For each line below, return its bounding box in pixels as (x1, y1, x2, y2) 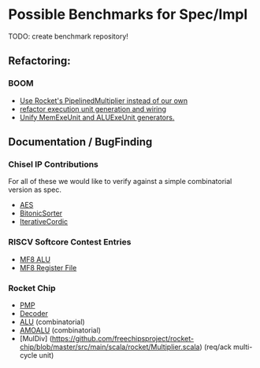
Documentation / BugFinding (8, 135, 153, 149)
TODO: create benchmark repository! (8, 31, 128, 41)
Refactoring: (8, 54, 71, 68)
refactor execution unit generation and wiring (19, 104, 167, 113)
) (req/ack (199, 342, 232, 351)
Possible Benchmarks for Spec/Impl (8, 6, 248, 24)
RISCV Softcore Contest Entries (8, 237, 132, 248)
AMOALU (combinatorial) (19, 325, 101, 335)
